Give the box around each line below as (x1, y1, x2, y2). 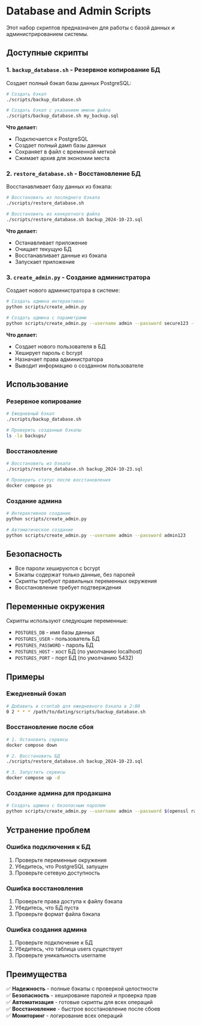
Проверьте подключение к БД (14, 939, 93, 946)
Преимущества (6, 969, 68, 979)
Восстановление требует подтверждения (14, 584, 121, 591)
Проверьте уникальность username (14, 952, 106, 959)
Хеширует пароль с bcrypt (14, 349, 83, 356)
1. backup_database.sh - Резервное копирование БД (6, 66, 160, 74)
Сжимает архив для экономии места (14, 155, 110, 162)
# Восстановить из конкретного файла (6, 211, 100, 217)
